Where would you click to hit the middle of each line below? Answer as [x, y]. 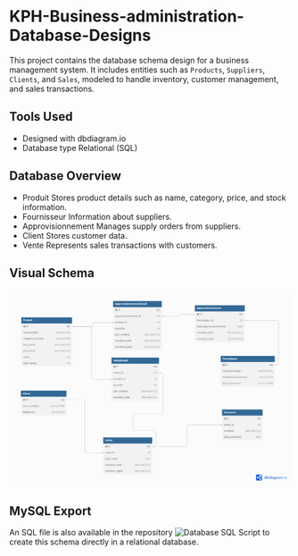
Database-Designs [80, 35]
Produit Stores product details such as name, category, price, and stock [154, 198]
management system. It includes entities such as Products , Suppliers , [137, 70]
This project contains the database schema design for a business [129, 60]
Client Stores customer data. [74, 235]
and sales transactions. [52, 88]
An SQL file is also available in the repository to [140, 533]
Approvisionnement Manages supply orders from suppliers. [131, 226]
